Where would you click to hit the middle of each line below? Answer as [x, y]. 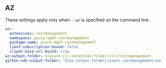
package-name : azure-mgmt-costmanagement [53, 43]
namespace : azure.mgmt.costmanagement [50, 38]
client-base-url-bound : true [40, 52]
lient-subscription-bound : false [44, 47]
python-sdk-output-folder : [33, 61]
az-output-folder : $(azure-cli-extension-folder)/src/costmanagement [78, 56]
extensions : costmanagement [39, 33]
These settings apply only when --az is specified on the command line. [77, 20]
